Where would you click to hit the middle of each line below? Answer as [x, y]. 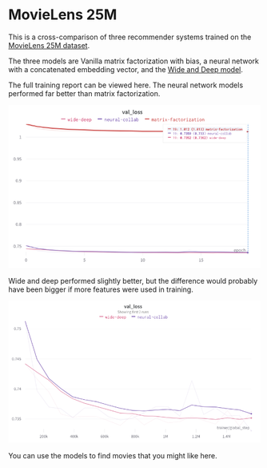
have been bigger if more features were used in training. [101, 289]
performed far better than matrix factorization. [84, 93]
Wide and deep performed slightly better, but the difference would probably [133, 281]
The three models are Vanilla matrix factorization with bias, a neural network [134, 61]
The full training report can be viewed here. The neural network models [126, 85]
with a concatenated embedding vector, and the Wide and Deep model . [126, 69]
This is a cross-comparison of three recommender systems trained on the [130, 37]
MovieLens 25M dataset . [49, 45]
